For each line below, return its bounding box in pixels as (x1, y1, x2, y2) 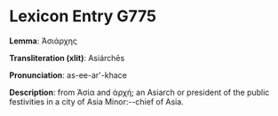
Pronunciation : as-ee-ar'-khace (9, 69, 127, 81)
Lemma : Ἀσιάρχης (9, 35, 78, 46)
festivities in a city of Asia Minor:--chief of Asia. (9, 96, 184, 107)
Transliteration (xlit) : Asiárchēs (9, 52, 125, 63)
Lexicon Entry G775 (9, 6, 157, 27)
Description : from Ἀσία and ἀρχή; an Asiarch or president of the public (9, 87, 270, 97)
